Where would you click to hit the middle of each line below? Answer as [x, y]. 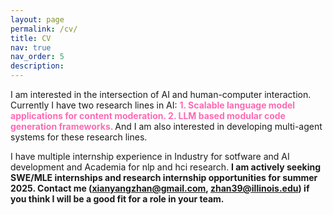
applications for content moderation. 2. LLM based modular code [148, 115]
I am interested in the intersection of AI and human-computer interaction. [161, 94]
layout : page [37, 19]
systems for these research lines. [79, 137]
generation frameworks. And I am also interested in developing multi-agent [166, 126]
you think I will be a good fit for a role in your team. [117, 199]
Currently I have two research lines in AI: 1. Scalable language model [153, 105]
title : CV [31, 38]
